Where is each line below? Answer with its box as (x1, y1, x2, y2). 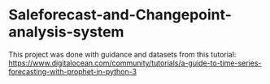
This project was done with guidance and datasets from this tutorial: (8, 49, 237, 59)
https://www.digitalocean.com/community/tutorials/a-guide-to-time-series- (8, 58, 262, 68)
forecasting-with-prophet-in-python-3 (8, 66, 137, 76)
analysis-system (8, 23, 124, 41)
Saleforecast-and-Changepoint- (8, 6, 232, 24)
